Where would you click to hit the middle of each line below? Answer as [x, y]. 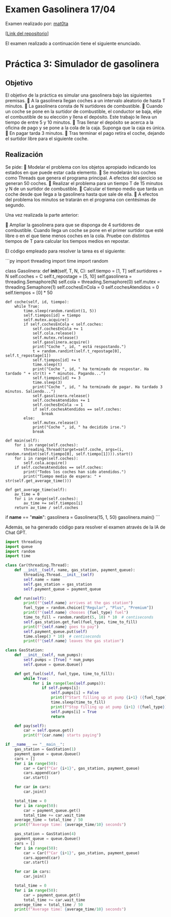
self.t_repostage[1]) [28, 356]
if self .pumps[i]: [61, 688]
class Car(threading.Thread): [37, 565]
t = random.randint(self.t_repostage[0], [77, 351]
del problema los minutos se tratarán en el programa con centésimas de [81, 199]
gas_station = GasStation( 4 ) [45, 834]
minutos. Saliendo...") [31, 391]
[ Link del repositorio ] [27, 33]
